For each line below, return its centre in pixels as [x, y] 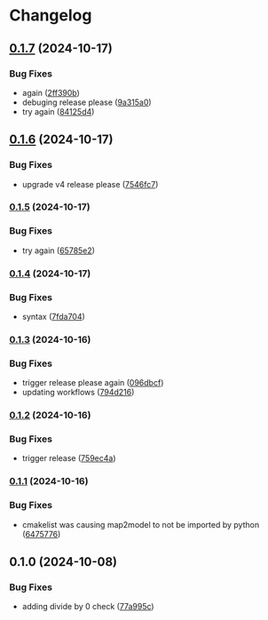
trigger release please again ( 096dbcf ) [93, 383]
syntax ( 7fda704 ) [54, 317]
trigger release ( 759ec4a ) [69, 458]
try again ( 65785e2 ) [59, 250]
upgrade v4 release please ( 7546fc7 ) [90, 184]
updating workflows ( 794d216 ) [78, 393]
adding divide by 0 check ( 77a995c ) [88, 607]
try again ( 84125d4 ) [58, 111]
